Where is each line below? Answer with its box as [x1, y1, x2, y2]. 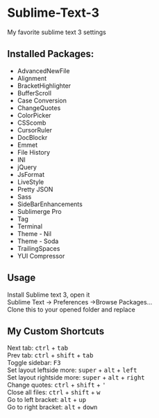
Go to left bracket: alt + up [7, 396, 87, 404]
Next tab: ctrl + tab [7, 343, 69, 353]
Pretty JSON [17, 185, 53, 193]
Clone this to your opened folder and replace [7, 305, 135, 313]
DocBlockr [17, 133, 48, 141]
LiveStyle [17, 178, 44, 186]
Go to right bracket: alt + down [7, 403, 98, 412]
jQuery [17, 162, 37, 171]
